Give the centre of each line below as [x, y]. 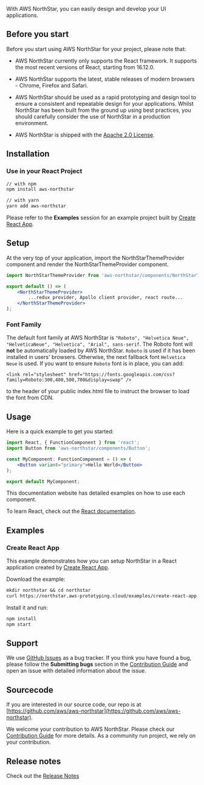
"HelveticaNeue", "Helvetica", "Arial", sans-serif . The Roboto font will [100, 344]
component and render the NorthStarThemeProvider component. [87, 264]
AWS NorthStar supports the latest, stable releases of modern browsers [105, 79]
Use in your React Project [44, 171]
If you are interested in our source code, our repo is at [74, 705]
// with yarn [23, 201]
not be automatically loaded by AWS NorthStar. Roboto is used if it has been [101, 351]
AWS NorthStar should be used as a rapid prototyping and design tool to [105, 97]
